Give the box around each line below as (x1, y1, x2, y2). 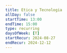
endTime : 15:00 (5, 21, 38, 27)
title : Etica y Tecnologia (5, 7, 62, 13)
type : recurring (5, 26, 40, 31)
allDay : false (5, 12, 36, 17)
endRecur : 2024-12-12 (5, 40, 51, 45)
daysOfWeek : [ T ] (5, 31, 40, 36)
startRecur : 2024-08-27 (5, 36, 56, 41)
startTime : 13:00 (5, 17, 42, 22)
